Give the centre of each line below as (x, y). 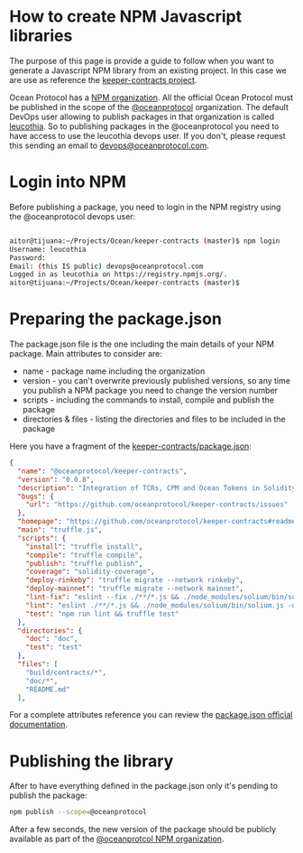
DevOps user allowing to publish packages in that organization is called (142, 116)
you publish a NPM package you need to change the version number (150, 391)
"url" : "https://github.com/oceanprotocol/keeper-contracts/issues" (157, 505)
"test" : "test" (54, 647)
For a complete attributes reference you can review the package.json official (151, 715)
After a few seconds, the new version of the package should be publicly (143, 830)
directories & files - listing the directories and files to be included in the (154, 419)
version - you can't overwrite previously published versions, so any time (156, 381)
